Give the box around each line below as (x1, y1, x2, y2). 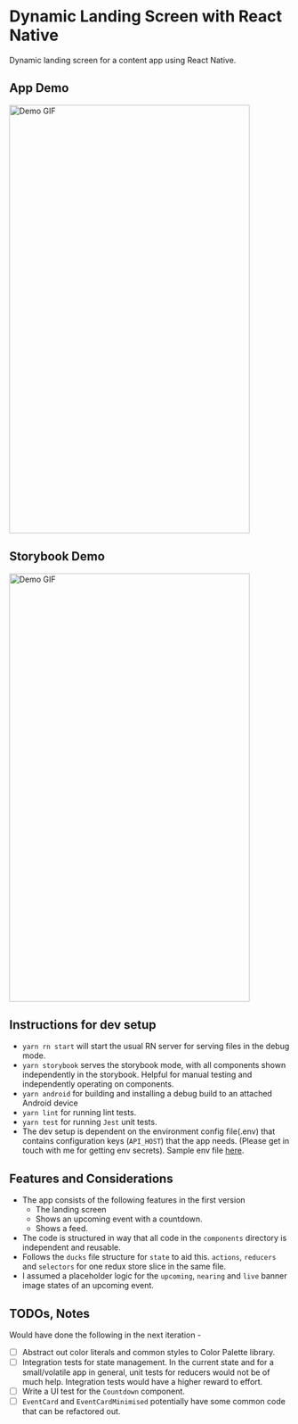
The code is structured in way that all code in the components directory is (21, 1233, 287, 1244)
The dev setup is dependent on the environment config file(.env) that (21, 1126, 276, 1137)
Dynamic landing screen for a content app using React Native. (9, 54, 237, 65)
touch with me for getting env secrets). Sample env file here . (21, 1145, 245, 1156)
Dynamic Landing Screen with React (9, 6, 283, 27)
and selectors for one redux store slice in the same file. (21, 1261, 227, 1272)
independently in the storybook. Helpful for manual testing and (21, 1069, 253, 1080)
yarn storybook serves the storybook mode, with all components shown (21, 1060, 286, 1071)
